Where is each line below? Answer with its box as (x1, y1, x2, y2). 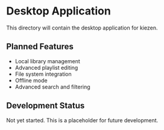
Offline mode (14, 76, 48, 84)
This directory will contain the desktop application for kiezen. (6, 24, 158, 31)
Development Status (6, 101, 85, 111)
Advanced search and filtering (14, 83, 90, 90)
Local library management (14, 57, 80, 64)
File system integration (14, 70, 72, 78)
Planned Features (6, 42, 74, 52)
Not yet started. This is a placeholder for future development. (6, 116, 159, 124)
